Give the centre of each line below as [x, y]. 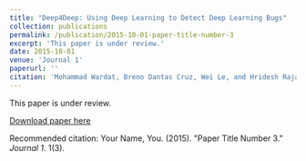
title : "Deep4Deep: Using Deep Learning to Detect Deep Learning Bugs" [148, 18]
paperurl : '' [34, 69]
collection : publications [58, 26]
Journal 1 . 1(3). [37, 147]
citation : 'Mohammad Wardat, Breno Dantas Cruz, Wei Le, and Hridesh [144, 77]
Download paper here [50, 120]
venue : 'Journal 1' [46, 60]
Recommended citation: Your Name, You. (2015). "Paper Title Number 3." [147, 138]
